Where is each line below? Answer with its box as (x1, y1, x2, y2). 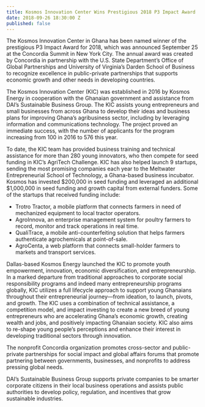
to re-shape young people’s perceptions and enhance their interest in (6, 325, 181, 333)
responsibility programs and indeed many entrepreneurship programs (6, 280, 182, 287)
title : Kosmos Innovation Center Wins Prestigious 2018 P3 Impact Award (6, 9, 196, 15)
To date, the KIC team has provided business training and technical (6, 145, 176, 153)
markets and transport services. (15, 249, 96, 256)
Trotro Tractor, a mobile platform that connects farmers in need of (15, 203, 182, 210)
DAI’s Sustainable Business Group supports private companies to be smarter (6, 375, 199, 383)
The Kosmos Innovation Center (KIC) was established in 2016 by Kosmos (6, 88, 190, 96)
